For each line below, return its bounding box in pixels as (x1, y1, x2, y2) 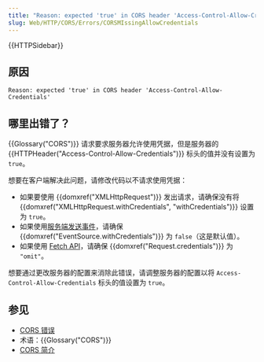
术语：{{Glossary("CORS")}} (19, 335, 112, 345)
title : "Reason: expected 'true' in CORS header (8, 11, 170, 20)
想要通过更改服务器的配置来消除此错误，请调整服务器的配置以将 (8, 268, 214, 278)
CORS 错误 (19, 325, 55, 334)
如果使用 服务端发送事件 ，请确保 (19, 222, 123, 231)
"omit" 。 (19, 251, 49, 260)
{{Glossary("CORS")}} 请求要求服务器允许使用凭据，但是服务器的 (8, 139, 219, 149)
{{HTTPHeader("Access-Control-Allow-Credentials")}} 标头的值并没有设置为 (8, 149, 255, 158)
